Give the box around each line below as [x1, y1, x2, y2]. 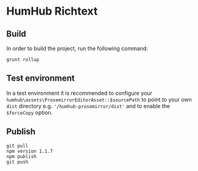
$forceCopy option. [6, 109, 53, 116]
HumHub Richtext [6, 4, 98, 18]
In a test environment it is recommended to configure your [6, 89, 152, 96]
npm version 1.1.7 [6, 148, 53, 154]
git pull [6, 142, 29, 149]
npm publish [6, 153, 37, 159]
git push [6, 159, 29, 165]
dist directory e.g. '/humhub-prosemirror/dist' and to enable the [6, 102, 171, 109]
